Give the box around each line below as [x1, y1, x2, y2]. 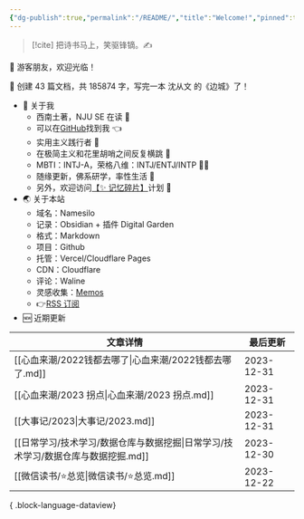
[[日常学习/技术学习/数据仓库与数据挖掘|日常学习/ [14, 436, 224, 448]
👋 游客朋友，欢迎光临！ [9, 61, 97, 72]
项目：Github [35, 241, 86, 252]
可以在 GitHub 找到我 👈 [35, 122, 122, 133]
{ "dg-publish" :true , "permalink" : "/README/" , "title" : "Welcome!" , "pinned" [9, 13, 290, 23]
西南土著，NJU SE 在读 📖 [35, 111, 130, 122]
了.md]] [14, 367, 47, 380]
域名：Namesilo [35, 207, 95, 218]
